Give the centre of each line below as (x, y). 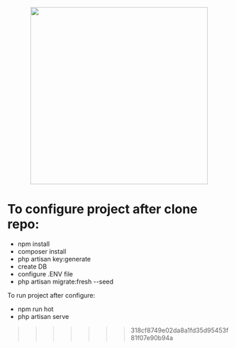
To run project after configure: (51, 295)
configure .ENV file (45, 274)
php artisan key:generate (54, 259)
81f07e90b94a (152, 337)
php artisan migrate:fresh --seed (66, 281)
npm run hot (35, 309)
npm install (34, 244)
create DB (32, 266)
